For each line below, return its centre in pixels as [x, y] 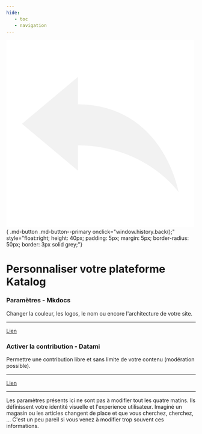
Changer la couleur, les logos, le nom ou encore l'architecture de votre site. [99, 313]
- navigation [30, 25]
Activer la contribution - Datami [53, 346]
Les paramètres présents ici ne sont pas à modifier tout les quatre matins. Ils [101, 400]
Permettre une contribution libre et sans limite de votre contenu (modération [100, 359]
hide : [13, 13]
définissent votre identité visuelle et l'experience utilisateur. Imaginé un [94, 407]
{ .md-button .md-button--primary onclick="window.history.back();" [91, 232]
